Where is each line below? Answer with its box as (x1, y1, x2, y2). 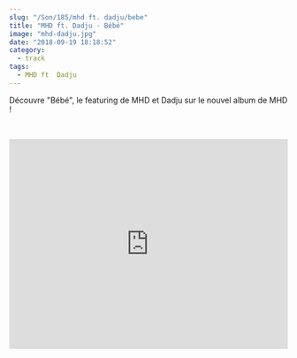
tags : (9, 63, 29, 72)
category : (9, 46, 46, 55)
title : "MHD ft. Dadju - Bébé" (9, 21, 125, 30)
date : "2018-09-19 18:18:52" (9, 37, 117, 47)
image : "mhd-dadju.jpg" (9, 29, 97, 38)
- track (17, 54, 46, 63)
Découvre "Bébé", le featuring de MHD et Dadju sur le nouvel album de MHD (9, 95, 288, 105)
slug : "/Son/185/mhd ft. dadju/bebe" (9, 12, 148, 22)
